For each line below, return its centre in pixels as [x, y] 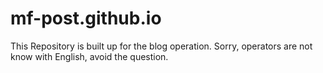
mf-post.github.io [86, 18]
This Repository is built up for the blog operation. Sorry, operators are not [161, 46]
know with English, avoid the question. [89, 56]
